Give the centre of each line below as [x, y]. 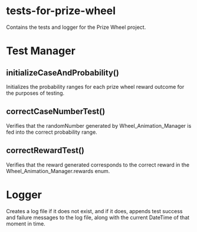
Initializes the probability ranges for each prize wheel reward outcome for [95, 87]
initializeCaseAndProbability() [63, 73]
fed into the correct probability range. [52, 132]
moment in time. [26, 223]
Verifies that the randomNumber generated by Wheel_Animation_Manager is [99, 125]
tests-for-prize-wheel [61, 11]
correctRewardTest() [45, 150]
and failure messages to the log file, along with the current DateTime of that [98, 217]
